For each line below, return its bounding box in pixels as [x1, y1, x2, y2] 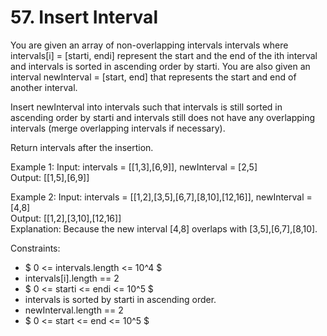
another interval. [10, 81, 78, 93]
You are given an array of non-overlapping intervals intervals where [10, 39, 289, 51]
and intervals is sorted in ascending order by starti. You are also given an [10, 60, 311, 72]
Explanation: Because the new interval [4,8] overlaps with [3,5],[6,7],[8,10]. [10, 222, 318, 235]
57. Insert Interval [10, 6, 158, 29]
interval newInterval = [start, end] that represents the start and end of [10, 71, 297, 83]
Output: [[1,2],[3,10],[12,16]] [10, 212, 122, 224]
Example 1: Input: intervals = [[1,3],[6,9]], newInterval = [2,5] [10, 161, 258, 173]
